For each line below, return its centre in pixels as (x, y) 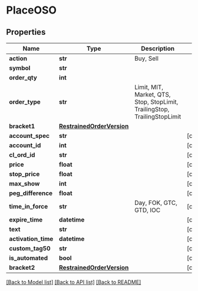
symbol (20, 68)
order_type (25, 102)
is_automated (29, 258)
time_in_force (29, 206)
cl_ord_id (22, 155)
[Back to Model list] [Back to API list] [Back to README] (74, 282)
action (18, 58)
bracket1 (22, 126)
